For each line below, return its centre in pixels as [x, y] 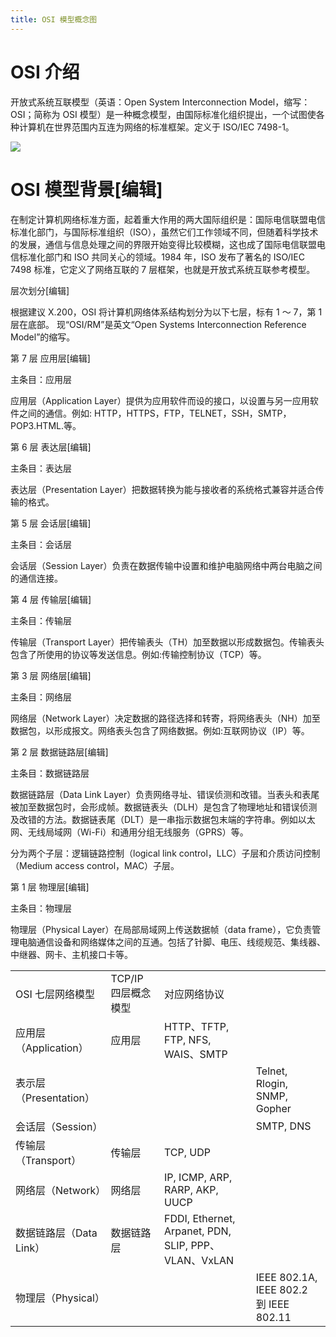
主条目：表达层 [41, 468]
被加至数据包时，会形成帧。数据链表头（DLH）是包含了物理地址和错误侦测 [164, 807]
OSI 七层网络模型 [55, 994]
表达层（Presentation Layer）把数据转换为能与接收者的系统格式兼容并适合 [163, 489]
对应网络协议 [194, 994]
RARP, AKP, [191, 1189]
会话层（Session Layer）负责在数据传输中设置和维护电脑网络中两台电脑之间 [166, 565]
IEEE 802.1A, [286, 1277]
